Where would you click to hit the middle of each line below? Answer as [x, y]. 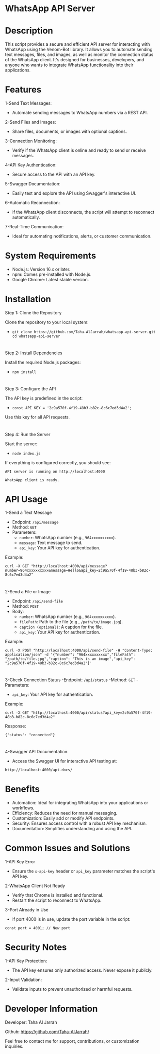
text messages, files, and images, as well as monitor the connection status [79, 55]
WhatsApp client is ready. [32, 480]
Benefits [23, 789]
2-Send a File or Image [28, 591]
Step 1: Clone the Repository [33, 312]
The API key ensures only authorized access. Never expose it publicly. [82, 970]
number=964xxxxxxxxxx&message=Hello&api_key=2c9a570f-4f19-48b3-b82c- [78, 571]
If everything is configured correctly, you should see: [58, 462]
